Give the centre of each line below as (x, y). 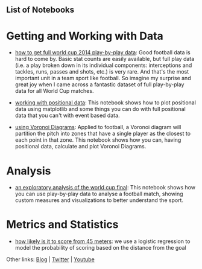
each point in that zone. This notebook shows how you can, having (98, 140)
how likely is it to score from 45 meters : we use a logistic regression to (103, 241)
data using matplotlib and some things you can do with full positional (100, 109)
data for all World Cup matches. (54, 91)
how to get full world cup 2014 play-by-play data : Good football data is (103, 52)
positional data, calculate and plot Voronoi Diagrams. (80, 147)
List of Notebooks (40, 10)
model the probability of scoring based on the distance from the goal (100, 248)
